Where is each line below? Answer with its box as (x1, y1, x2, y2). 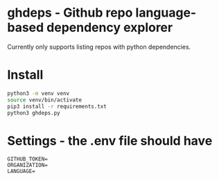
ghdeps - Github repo (7, 5, 133, 21)
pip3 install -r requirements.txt (7, 103, 107, 110)
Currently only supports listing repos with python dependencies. (7, 42, 191, 51)
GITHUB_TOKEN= (7, 156, 49, 163)
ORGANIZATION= (7, 162, 49, 169)
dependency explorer (46, 19, 173, 35)
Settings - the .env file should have (7, 133, 213, 149)
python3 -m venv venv (7, 90, 70, 97)
